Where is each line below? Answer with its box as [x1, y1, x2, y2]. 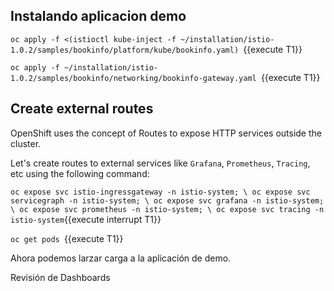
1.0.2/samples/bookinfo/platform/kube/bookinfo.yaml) [10, 45, 240, 55]
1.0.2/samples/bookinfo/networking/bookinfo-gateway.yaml [10, 73, 257, 83]
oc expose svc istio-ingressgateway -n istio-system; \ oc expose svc [10, 187, 311, 197]
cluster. [10, 137, 42, 149]
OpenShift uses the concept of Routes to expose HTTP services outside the [10, 127, 322, 139]
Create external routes [10, 100, 154, 118]
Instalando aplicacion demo [10, 8, 187, 25]
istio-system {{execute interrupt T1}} [10, 213, 162, 225]
